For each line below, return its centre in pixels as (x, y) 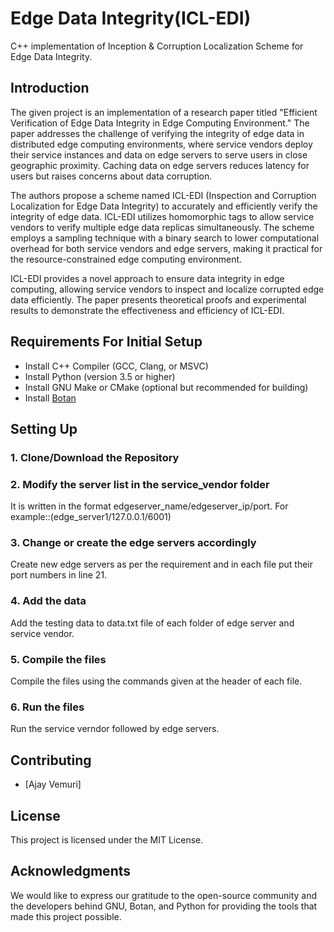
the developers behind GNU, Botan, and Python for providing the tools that (164, 906)
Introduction (50, 88)
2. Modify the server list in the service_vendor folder (140, 484)
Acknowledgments (71, 871)
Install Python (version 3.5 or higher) (100, 376)
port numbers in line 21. (59, 575)
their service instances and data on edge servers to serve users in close (159, 154)
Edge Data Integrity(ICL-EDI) (131, 18)
